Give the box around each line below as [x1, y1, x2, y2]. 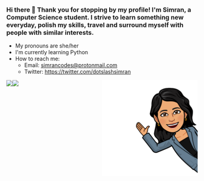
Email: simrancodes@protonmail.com [24, 62, 118, 69]
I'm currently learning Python [15, 49, 89, 56]
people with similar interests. [6, 28, 94, 37]
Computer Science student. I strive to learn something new [6, 13, 184, 21]
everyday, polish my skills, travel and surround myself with [6, 21, 184, 29]
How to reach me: [15, 55, 60, 63]
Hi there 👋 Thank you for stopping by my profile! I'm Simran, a [6, 5, 191, 14]
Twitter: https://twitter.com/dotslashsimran [24, 68, 131, 76]
